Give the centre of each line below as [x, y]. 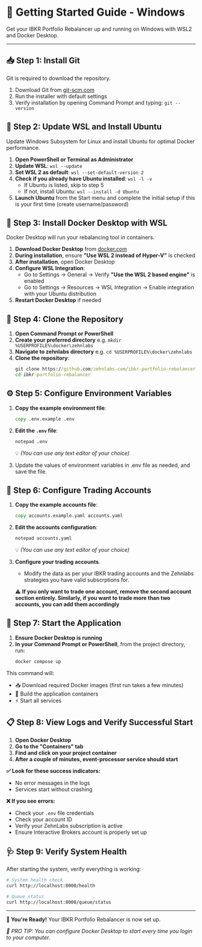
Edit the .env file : [36, 430]
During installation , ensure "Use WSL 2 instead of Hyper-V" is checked [105, 256]
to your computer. [28, 937]
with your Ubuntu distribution [60, 294]
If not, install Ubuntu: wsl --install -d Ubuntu [81, 191]
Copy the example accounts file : [56, 505]
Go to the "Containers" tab [49, 746]
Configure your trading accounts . [57, 562]
